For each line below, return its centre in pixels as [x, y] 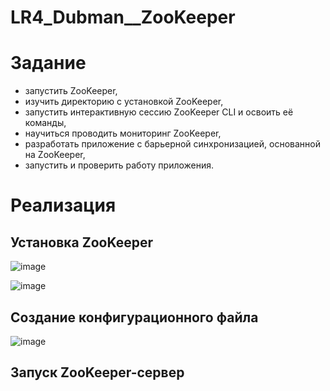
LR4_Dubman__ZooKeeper [123, 17]
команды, [45, 123]
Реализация [63, 205]
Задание [48, 63]
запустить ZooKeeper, [71, 91]
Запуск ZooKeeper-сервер [97, 372]
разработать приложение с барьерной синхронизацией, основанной [172, 144]
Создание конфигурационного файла [134, 317]
